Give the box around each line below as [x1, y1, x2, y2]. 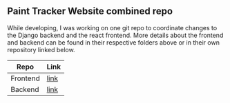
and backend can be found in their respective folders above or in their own [7, 38, 220, 47]
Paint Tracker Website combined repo [7, 5, 173, 17]
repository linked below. [7, 45, 75, 54]
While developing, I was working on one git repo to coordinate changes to [7, 23, 218, 32]
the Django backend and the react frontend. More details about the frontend [7, 31, 224, 39]
